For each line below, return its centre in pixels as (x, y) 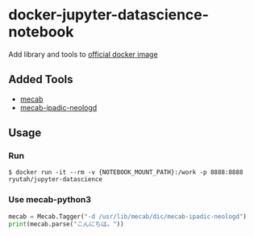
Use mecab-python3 (50, 200)
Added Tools (41, 79)
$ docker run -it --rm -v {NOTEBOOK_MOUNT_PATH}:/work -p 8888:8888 (126, 172)
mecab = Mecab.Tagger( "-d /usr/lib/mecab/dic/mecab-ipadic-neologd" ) (128, 216)
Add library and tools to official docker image (83, 54)
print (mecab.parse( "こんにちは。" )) (66, 224)
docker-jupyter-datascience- (109, 15)
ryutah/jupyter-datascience (56, 180)
